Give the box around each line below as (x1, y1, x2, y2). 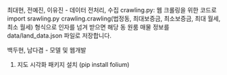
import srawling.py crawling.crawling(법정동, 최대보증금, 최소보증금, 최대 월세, (7, 14, 221, 22)
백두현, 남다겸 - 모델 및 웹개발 (7, 46, 87, 54)
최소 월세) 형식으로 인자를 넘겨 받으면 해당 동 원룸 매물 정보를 (7, 23, 170, 31)
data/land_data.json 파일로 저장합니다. (7, 31, 111, 40)
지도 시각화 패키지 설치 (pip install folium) (16, 61, 130, 68)
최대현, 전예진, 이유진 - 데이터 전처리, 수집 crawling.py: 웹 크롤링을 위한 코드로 (7, 6, 217, 14)
